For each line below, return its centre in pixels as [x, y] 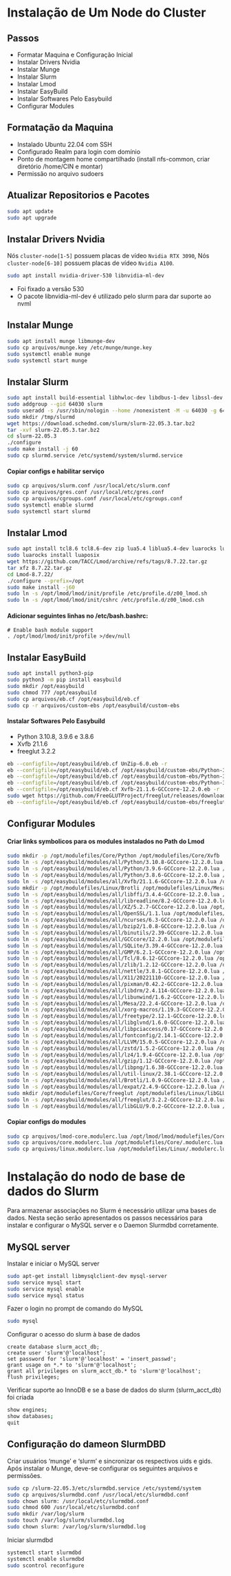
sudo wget [21, 796]
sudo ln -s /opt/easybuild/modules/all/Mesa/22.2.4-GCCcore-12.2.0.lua [112, 1003]
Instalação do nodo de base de [96, 1177]
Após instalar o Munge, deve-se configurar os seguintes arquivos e [102, 1468]
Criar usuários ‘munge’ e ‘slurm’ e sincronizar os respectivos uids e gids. [110, 1461]
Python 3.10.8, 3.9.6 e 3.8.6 [55, 736]
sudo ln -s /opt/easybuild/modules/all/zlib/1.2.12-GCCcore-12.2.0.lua [112, 965]
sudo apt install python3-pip [51, 673]
